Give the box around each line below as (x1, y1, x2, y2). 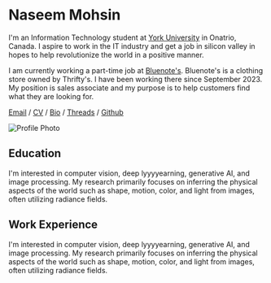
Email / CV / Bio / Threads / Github (8, 107, 124, 117)
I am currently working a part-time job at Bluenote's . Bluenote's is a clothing (8, 65, 264, 75)
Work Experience (8, 218, 98, 232)
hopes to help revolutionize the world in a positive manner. (8, 50, 205, 59)
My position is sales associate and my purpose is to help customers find (8, 83, 251, 93)
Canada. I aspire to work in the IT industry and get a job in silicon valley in (8, 41, 256, 50)
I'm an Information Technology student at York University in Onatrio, (8, 33, 237, 42)
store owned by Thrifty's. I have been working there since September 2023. (8, 74, 263, 84)
